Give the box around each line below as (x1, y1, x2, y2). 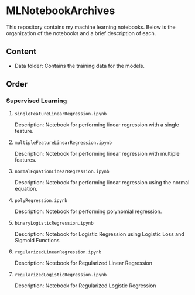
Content (6, 47, 37, 57)
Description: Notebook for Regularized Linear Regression (14, 259, 152, 267)
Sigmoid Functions (14, 237, 60, 244)
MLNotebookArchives (6, 4, 115, 18)
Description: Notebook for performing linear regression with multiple (14, 150, 180, 157)
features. (14, 156, 37, 163)
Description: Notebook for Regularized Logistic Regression (14, 282, 156, 289)
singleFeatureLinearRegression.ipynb (14, 111, 107, 117)
